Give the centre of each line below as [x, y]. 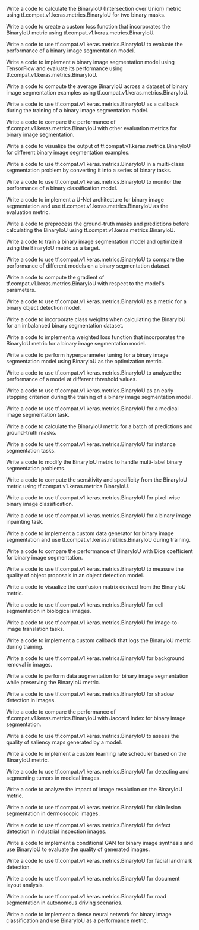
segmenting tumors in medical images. [53, 778]
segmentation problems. [36, 468]
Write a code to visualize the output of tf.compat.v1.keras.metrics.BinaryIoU [99, 146]
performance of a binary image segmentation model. [71, 51]
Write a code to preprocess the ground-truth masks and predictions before [98, 224]
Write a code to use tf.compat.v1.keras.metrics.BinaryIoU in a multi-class [95, 164]
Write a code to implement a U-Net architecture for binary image [85, 199]
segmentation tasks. [31, 450]
